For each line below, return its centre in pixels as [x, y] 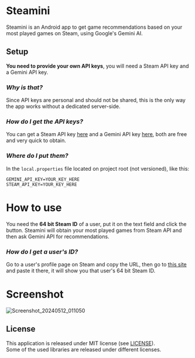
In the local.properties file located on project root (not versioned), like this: [97, 168]
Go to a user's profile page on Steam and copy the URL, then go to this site [96, 264]
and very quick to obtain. [36, 141]
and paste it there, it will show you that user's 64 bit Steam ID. [81, 271]
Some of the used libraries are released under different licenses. [84, 349]
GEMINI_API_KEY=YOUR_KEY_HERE [43, 179]
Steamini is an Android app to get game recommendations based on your [94, 27]
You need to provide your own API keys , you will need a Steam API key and [97, 66]
